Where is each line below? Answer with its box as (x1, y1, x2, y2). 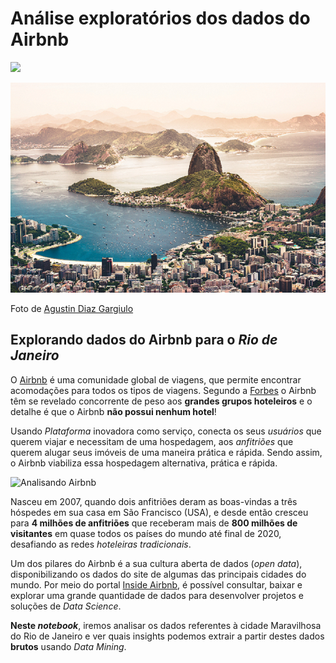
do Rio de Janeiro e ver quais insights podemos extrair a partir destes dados (10, 630, 325, 642)
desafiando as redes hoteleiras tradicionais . (10, 538, 192, 550)
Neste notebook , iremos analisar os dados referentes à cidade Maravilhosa (10, 619, 322, 631)
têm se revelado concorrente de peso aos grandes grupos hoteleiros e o (10, 395, 313, 407)
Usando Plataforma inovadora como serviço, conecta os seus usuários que (10, 425, 322, 437)
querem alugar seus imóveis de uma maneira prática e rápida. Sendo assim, (10, 446, 323, 458)
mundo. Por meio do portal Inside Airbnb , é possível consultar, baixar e (10, 578, 303, 591)
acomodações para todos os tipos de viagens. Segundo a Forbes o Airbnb (10, 384, 317, 396)
